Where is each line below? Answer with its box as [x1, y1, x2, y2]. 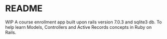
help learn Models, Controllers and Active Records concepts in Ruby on [5, 24, 152, 30]
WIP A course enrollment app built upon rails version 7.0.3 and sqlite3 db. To [5, 19, 162, 25]
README [5, 3, 43, 14]
